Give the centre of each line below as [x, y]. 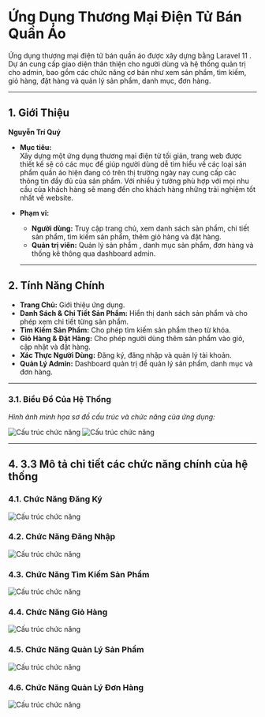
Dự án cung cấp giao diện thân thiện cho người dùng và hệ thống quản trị [127, 64]
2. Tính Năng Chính [56, 285]
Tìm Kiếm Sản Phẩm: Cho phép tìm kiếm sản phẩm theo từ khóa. [125, 330]
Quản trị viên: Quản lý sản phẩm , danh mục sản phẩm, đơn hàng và [142, 245]
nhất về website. [46, 197]
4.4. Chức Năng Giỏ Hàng [58, 612]
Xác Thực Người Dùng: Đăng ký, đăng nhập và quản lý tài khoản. [125, 355]
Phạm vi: [34, 212]
